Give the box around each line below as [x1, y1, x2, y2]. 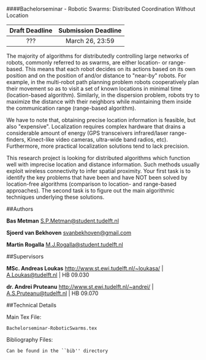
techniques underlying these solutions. [6, 193, 105, 201]
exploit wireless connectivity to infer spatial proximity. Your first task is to [6, 167, 191, 174]
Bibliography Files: [6, 336, 53, 343]
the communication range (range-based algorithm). [6, 104, 137, 112]
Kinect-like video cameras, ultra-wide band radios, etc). [27, 136, 169, 143]
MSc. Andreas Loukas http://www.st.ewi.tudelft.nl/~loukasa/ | [6, 265, 164, 272]
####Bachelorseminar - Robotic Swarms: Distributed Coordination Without [6, 6, 196, 12]
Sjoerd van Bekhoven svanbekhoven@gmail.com [6, 229, 132, 236]
